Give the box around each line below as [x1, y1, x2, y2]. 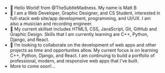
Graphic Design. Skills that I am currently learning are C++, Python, [9, 31, 148, 37]
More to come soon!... [9, 63, 56, 69]
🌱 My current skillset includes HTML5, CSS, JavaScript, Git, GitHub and [9, 26, 157, 32]
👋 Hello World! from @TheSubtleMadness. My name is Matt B [9, 5, 137, 10]
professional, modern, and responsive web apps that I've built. [9, 58, 139, 63]
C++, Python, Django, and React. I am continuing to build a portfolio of [9, 52, 155, 58]
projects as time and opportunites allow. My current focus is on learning [9, 47, 158, 53]
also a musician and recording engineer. [9, 20, 92, 26]
